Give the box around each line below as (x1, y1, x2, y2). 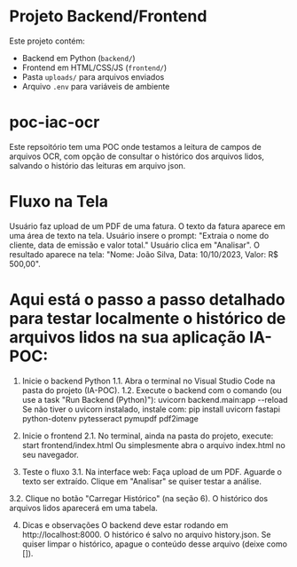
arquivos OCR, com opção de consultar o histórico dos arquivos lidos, (9, 151, 264, 161)
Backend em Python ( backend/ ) (21, 52, 136, 63)
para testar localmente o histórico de (9, 309, 286, 328)
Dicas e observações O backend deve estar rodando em (21, 519, 229, 530)
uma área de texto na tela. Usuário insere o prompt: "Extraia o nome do (9, 230, 270, 240)
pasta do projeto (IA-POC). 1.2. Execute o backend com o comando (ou (21, 384, 282, 396)
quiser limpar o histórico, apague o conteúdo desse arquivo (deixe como (21, 539, 288, 549)
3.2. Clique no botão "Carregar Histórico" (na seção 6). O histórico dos (9, 492, 269, 503)
